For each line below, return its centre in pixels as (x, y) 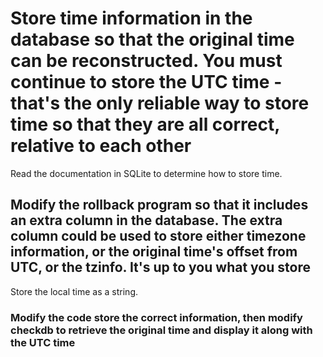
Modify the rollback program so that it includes (159, 205)
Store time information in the (131, 18)
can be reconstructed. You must (146, 61)
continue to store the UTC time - (146, 82)
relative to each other (101, 146)
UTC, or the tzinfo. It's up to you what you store (160, 267)
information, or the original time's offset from (154, 252)
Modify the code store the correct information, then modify (156, 317)
